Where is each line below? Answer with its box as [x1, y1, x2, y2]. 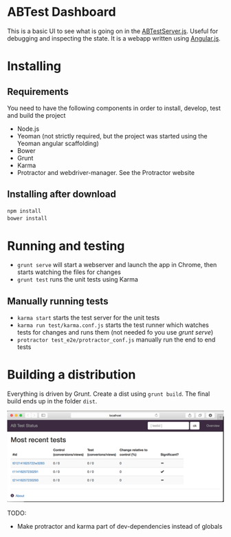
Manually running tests [7, 295, 109, 307]
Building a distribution [7, 367, 136, 383]
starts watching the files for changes [16, 268, 122, 276]
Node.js [16, 125, 40, 133]
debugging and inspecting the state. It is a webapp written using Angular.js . [7, 34, 221, 42]
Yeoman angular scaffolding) [16, 139, 100, 147]
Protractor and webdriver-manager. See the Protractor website [16, 168, 195, 176]
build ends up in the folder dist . [7, 397, 98, 406]
